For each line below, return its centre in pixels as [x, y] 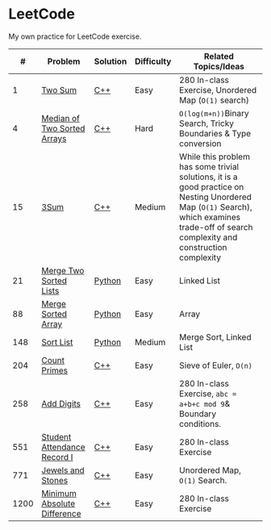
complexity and [208, 237]
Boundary [197, 414]
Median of [61, 118]
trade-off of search [216, 227]
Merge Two [63, 270]
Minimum [59, 493]
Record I [57, 457]
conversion [200, 144]
